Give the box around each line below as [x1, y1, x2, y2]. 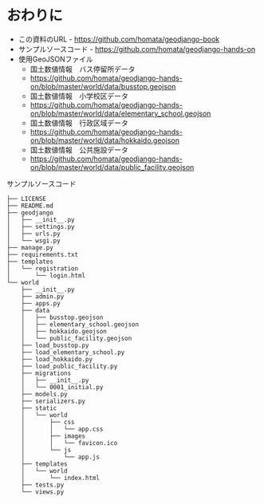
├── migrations [21, 369, 72, 377]
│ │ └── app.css [21, 425, 104, 433]
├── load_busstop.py [21, 341, 89, 349]
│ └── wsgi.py [6, 236, 61, 245]
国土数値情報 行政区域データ [30, 118, 128, 128]
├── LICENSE [6, 195, 46, 203]
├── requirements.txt [6, 250, 79, 258]
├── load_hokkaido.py [21, 355, 93, 363]
